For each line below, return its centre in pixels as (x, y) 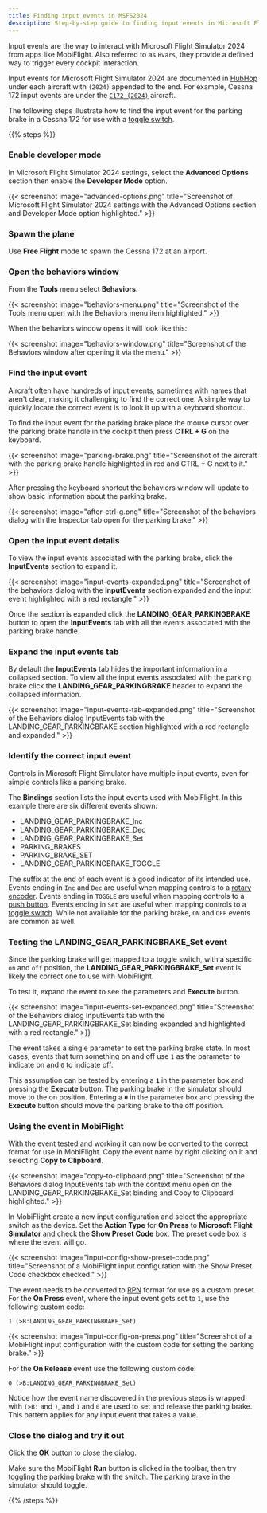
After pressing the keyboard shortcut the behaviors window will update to (128, 488)
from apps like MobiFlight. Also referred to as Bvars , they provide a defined (131, 54)
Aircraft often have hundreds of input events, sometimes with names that (128, 390)
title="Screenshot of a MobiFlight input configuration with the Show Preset (130, 1266)
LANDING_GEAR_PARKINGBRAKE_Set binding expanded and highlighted (127, 1024)
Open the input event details (64, 540)
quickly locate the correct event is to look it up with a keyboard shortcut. (127, 407)
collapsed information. (45, 695)
